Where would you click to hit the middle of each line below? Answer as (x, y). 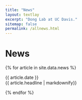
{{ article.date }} (22, 78)
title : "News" (20, 10)
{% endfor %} (20, 93)
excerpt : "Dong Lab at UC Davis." (42, 19)
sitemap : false (21, 24)
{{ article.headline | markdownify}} (41, 83)
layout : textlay (22, 15)
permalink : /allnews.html (32, 29)
